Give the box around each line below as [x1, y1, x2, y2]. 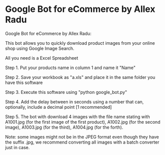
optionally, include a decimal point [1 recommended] [5, 104, 112, 110]
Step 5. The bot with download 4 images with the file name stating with [5, 113, 150, 120]
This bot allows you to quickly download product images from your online [5, 40, 155, 46]
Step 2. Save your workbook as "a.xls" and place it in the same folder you [5, 74, 156, 80]
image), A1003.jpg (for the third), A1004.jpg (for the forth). [5, 124, 123, 130]
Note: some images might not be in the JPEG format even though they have [5, 134, 160, 140]
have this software [5, 79, 43, 85]
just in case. [5, 144, 30, 150]
